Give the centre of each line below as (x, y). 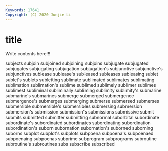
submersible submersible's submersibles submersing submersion (74, 106)
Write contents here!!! (28, 54)
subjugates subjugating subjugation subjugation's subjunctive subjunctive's (84, 69)
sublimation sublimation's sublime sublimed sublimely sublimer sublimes (81, 85)
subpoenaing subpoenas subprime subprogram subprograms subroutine (81, 139)
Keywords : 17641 (22, 10)
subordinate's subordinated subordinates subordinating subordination (78, 123)
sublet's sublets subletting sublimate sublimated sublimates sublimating (80, 80)
